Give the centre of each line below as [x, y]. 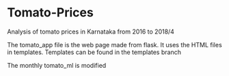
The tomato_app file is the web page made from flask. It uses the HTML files [114, 45]
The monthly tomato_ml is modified [57, 65]
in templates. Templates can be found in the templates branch [94, 52]
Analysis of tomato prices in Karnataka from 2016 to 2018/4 [91, 31]
